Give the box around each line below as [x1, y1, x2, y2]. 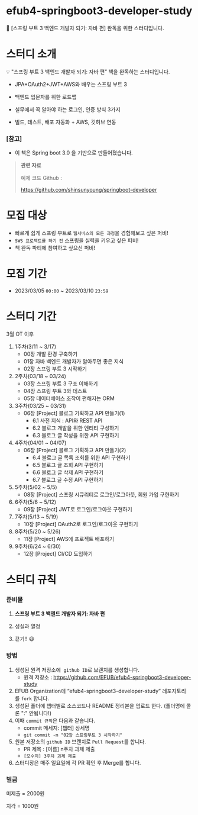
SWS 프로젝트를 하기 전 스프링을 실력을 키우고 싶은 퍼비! [14, 237, 139, 244]
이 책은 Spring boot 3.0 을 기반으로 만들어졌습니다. [14, 149, 133, 156]
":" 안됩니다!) [21, 709, 52, 717]
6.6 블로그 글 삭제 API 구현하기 [32, 469, 103, 476]
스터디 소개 [6, 47, 57, 61]
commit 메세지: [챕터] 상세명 [23, 724, 90, 732]
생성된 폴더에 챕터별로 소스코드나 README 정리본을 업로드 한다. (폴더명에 [14, 702, 185, 709]
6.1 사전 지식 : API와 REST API [32, 417, 103, 424]
